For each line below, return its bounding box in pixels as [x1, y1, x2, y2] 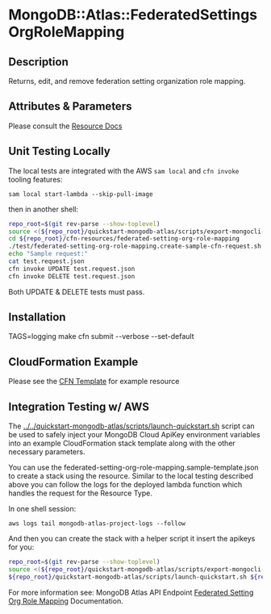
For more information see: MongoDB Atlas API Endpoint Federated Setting [8, 587, 254, 597]
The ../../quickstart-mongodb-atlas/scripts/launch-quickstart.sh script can [8, 421, 256, 431]
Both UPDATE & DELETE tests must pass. [8, 286, 145, 296]
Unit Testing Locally [8, 144, 110, 158]
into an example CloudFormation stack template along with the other [8, 438, 236, 449]
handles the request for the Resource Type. [8, 488, 153, 498]
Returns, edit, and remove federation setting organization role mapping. [8, 77, 246, 86]
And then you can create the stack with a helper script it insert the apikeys [8, 534, 256, 544]
